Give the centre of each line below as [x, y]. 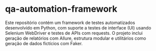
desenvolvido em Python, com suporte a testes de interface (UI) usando [78, 27]
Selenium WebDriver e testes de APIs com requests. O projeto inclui [74, 33]
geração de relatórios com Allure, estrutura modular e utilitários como [76, 38]
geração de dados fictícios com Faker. [44, 43]
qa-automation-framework [61, 9]
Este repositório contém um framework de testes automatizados [70, 23]
